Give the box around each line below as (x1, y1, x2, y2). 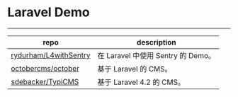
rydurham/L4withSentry (11, 50, 91, 60)
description (136, 37, 176, 47)
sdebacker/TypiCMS (11, 76, 79, 86)
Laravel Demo (7, 4, 90, 21)
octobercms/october (11, 63, 80, 73)
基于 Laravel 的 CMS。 (97, 64, 172, 74)
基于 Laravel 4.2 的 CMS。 (97, 77, 186, 87)
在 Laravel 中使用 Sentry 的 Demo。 (97, 50, 216, 60)
